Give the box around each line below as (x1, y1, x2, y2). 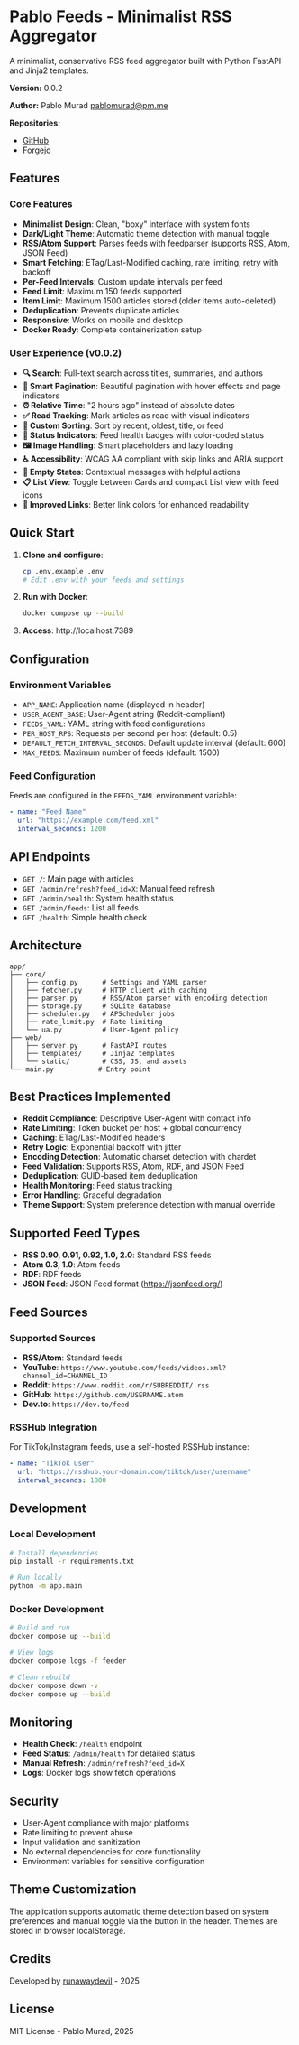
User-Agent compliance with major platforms (22, 1817, 190, 1828)
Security (9, 1793, 59, 1808)
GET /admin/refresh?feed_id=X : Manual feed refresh (22, 882, 216, 893)
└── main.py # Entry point (9, 1064, 151, 1074)
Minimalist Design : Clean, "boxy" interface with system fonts (22, 219, 250, 229)
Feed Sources (9, 1304, 88, 1320)
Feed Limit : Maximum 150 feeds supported (22, 285, 182, 296)
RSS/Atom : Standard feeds (22, 1352, 123, 1363)
